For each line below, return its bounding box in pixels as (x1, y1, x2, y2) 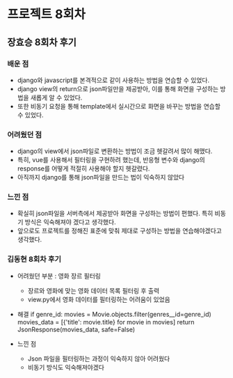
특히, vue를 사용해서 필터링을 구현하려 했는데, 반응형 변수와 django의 (17, 156, 205, 164)
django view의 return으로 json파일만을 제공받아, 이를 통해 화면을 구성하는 (17, 84, 219, 93)
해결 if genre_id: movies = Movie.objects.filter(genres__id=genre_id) (17, 310, 212, 318)
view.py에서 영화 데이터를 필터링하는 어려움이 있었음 (27, 295, 170, 304)
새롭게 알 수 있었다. (30, 93, 83, 102)
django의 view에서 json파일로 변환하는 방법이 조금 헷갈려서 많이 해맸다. (17, 147, 213, 155)
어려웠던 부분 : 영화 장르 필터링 (17, 271, 101, 280)
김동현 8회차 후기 (7, 255, 61, 265)
